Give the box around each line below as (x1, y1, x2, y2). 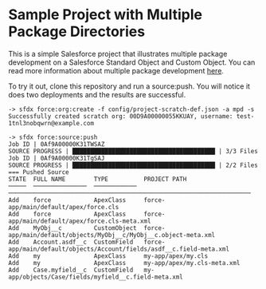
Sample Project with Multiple (8, 6, 203, 24)
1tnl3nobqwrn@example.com (8, 119, 94, 127)
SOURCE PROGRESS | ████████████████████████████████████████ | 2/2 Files (8, 161, 259, 169)
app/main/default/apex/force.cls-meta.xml (8, 217, 151, 225)
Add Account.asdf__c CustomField (8, 238, 134, 246)
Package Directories (8, 22, 146, 41)
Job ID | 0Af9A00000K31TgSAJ (8, 154, 105, 162)
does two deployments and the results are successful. (8, 89, 186, 99)
